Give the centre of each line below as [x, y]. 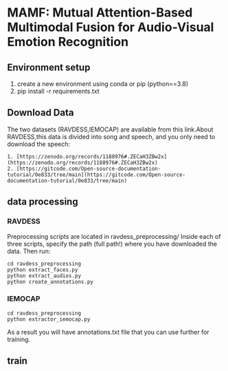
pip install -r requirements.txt [58, 91]
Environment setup [49, 67]
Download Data [41, 113]
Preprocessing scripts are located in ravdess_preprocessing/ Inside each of [114, 236]
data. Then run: [29, 251]
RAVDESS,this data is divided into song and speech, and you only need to [111, 136]
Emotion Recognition [68, 42]
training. [19, 339]
